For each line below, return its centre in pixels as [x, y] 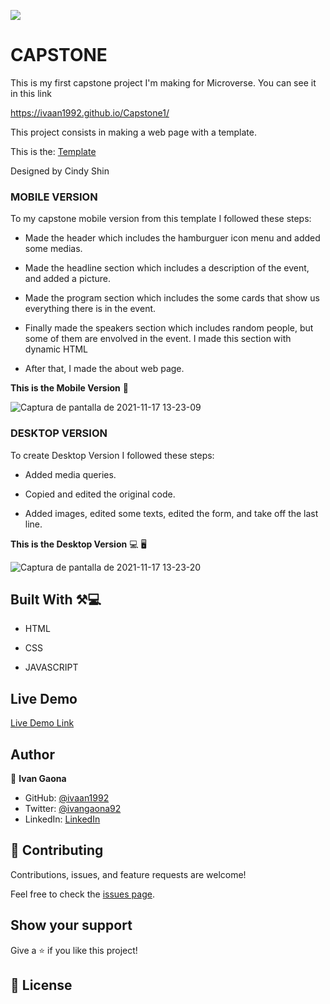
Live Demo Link [42, 723]
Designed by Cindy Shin [60, 171]
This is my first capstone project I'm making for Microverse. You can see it [163, 82]
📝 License [41, 985]
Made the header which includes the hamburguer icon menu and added [172, 238]
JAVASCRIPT [51, 667]
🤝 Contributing [57, 850]
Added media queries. [70, 474]
